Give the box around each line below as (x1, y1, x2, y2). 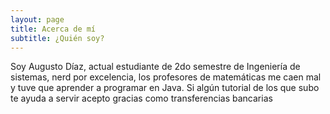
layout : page (10, 14, 65, 25)
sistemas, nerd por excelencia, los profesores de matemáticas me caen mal (10, 71, 322, 83)
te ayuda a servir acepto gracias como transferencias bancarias (10, 92, 273, 105)
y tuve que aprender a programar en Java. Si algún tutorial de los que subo (10, 82, 320, 94)
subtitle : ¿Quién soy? (10, 33, 105, 43)
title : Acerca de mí (10, 24, 97, 34)
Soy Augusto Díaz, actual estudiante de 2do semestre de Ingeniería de (10, 61, 301, 73)
